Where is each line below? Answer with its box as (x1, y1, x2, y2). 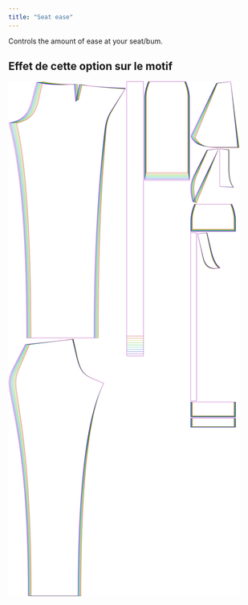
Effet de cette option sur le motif (8, 60, 173, 73)
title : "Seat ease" (8, 13, 74, 21)
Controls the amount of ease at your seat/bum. (8, 36, 163, 46)
